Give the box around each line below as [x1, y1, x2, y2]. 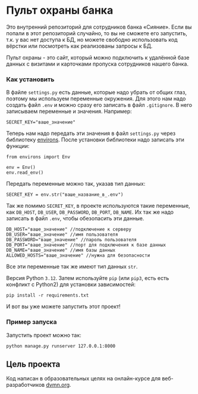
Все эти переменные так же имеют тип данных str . [6, 263, 138, 270]
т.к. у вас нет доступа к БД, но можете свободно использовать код [6, 36, 178, 43]
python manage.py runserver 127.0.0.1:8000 [6, 343, 116, 349]
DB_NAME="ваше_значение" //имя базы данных [6, 247, 116, 254]
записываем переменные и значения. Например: [6, 108, 132, 115]
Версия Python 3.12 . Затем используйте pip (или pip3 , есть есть [6, 275, 169, 282]
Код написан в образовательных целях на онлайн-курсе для [6, 375, 161, 382]
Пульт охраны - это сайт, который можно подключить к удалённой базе [6, 54, 190, 61]
